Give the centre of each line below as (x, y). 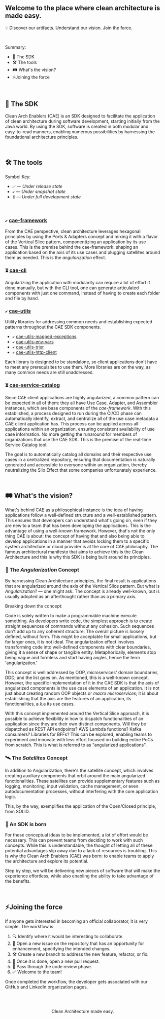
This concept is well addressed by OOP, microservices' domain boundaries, (82, 672)
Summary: (16, 47)
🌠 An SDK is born (26, 824)
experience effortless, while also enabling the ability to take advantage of (80, 876)
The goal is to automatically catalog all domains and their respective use (78, 454)
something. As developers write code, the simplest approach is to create (79, 621)
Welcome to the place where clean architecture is (82, 8)
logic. (11, 797)
